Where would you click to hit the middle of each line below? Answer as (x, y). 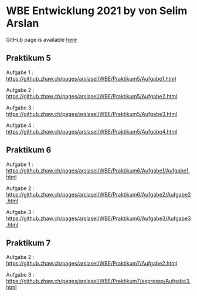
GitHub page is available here (42, 39)
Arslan (23, 23)
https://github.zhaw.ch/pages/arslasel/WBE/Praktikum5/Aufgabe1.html (91, 78)
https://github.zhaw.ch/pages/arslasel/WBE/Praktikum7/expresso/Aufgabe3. (98, 281)
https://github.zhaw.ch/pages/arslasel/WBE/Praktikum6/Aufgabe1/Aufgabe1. (98, 170)
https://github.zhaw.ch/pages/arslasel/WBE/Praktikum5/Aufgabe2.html (92, 96)
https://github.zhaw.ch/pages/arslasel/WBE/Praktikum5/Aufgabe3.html (92, 114)
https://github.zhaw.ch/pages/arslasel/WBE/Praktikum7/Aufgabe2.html (92, 264)
